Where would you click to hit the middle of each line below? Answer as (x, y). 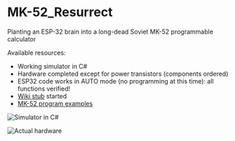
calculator (22, 39)
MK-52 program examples (55, 103)
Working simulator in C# (52, 66)
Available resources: (36, 53)
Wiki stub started (42, 96)
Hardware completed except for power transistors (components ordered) (123, 74)
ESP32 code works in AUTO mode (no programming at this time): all (115, 81)
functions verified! (44, 88)
